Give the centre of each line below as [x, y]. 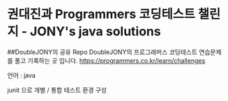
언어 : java [22, 75]
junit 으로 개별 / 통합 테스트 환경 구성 [57, 90]
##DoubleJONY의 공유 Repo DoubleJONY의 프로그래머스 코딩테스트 [102, 52]
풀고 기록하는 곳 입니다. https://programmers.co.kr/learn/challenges [110, 60]
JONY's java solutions [96, 31]
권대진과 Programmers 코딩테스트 [101, 14]
